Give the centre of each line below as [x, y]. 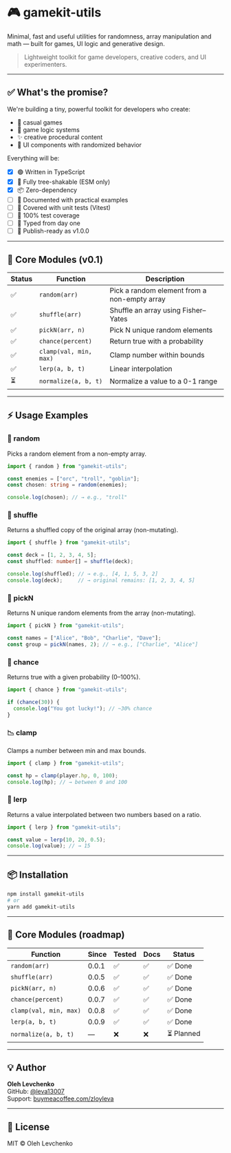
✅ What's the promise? [58, 93]
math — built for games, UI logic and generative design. [86, 43]
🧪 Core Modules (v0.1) [55, 259]
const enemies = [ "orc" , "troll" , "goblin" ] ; [73, 478]
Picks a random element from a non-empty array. [77, 454]
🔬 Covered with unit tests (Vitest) [64, 207]
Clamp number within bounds [157, 355]
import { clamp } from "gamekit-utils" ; [66, 763]
